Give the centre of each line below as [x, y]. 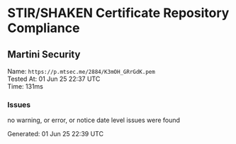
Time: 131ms [26, 86]
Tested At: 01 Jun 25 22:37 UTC [54, 79]
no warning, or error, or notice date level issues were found [94, 120]
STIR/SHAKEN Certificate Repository [118, 13]
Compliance [44, 28]
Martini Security [44, 54]
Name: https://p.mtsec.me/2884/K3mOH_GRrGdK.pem [82, 71]
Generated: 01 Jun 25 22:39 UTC [56, 134]
